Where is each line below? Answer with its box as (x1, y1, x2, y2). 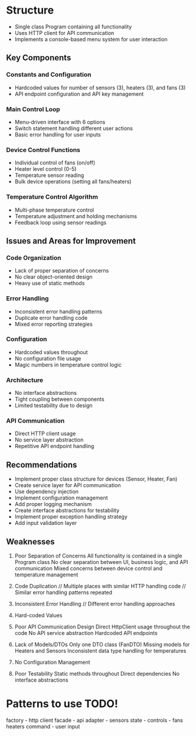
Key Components (6, 53, 71, 63)
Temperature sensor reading (14, 172, 84, 179)
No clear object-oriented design (14, 273, 93, 281)
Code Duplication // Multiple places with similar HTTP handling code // (14, 583, 186, 590)
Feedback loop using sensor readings (14, 219, 107, 226)
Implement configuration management (14, 494, 108, 501)
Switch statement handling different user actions (14, 125, 133, 132)
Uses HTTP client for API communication (14, 29, 115, 36)
